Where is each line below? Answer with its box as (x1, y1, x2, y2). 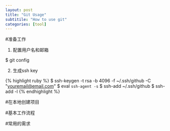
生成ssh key (12, 68, 38, 74)
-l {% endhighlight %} (14, 88, 60, 94)
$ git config (5, 57, 30, 63)
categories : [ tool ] (5, 21, 47, 27)
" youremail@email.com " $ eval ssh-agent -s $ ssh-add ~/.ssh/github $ (5, 83, 155, 89)
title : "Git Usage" (5, 12, 47, 17)
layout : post (5, 7, 33, 13)
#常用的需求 (5, 120, 31, 127)
